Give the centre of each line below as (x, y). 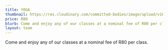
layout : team (19, 28)
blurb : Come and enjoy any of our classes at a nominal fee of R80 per (81, 24)
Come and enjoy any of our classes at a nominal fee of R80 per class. (77, 42)
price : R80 (16, 19)
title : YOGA (17, 10)
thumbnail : (16, 14)
